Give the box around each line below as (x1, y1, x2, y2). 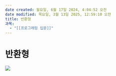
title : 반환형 (5, 16, 31, 21)
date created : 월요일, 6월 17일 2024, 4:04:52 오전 (5, 7, 107, 12)
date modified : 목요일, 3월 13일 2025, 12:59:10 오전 (5, 12, 112, 17)
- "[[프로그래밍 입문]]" (9, 26, 54, 31)
